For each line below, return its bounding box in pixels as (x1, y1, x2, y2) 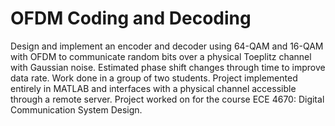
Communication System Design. (10, 103, 143, 116)
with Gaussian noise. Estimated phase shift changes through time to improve (10, 61, 326, 73)
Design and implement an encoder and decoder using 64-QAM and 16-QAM (10, 40, 324, 52)
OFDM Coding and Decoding (10, 7, 252, 30)
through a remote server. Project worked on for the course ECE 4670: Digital (10, 93, 325, 105)
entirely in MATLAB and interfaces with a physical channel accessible (10, 82, 297, 94)
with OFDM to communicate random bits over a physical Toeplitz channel (10, 50, 312, 62)
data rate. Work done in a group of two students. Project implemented (10, 72, 298, 84)
